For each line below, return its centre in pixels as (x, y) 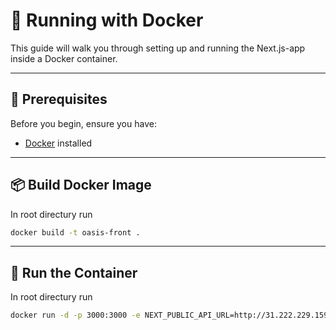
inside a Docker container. (64, 58)
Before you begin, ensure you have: (83, 123)
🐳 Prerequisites (59, 99)
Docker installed (58, 143)
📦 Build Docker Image (81, 185)
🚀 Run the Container (74, 272)
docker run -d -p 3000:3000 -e (75, 315)
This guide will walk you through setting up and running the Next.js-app (158, 48)
